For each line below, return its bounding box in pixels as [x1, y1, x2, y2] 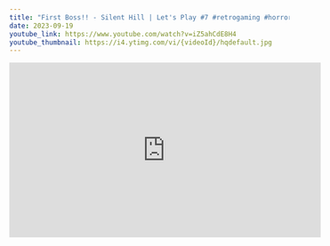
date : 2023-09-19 [9, 21, 74, 30]
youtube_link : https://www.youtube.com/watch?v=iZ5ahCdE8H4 [9, 29, 237, 38]
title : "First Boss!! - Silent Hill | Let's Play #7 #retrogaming [9, 12, 261, 22]
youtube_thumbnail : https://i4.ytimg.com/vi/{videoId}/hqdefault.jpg [9, 37, 273, 47]
